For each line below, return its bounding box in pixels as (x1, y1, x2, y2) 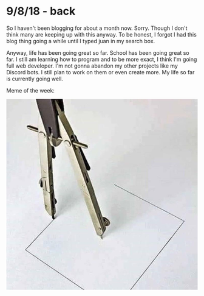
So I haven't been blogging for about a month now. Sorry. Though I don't (6, 24, 188, 32)
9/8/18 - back (6, 4, 76, 18)
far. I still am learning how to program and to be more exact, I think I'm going (6, 55, 197, 63)
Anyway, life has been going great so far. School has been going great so (6, 49, 189, 56)
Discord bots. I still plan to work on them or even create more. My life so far (6, 68, 195, 76)
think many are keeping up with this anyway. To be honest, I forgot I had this (6, 30, 197, 38)
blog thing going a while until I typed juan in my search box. (6, 37, 155, 44)
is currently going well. (6, 75, 64, 82)
